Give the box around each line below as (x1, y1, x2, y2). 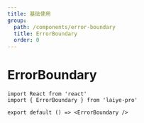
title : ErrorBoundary (13, 30, 78, 37)
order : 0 (13, 37, 40, 44)
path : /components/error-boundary (13, 23, 116, 30)
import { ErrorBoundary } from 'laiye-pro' (7, 97, 138, 104)
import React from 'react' (7, 90, 87, 98)
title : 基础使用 (7, 10, 51, 18)
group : (7, 17, 27, 24)
